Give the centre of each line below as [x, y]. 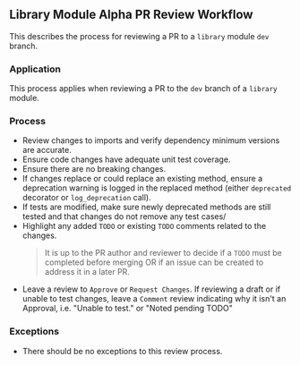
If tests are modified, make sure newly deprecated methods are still [146, 207]
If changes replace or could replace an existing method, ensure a [142, 179]
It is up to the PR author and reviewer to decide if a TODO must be [163, 253]
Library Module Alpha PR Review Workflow [131, 15]
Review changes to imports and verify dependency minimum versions [151, 140]
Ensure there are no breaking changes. [94, 169]
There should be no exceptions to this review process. [122, 351]
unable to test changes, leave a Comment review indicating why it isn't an [154, 299]
